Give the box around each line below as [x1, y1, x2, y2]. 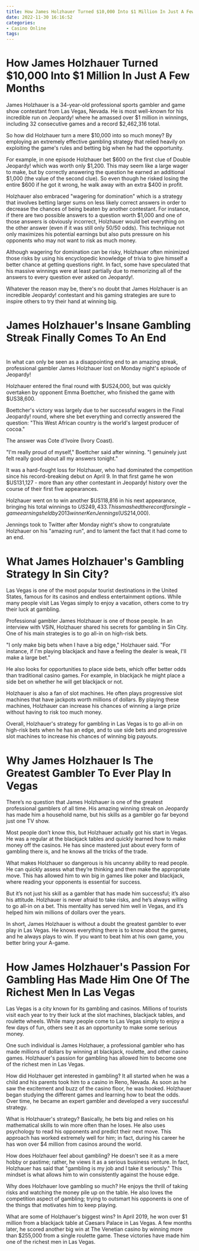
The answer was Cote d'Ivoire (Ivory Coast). [6, 437, 114, 445]
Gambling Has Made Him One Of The [6, 973, 190, 987]
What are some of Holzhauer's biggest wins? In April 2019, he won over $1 [6, 1213, 188, 1220]
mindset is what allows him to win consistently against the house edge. [6, 1171, 179, 1178]
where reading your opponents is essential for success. [6, 878, 142, 886]
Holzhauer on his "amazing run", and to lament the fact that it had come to [6, 527, 188, 535]
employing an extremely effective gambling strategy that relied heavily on [6, 138, 185, 146]
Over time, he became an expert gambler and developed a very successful [6, 1098, 189, 1105]
